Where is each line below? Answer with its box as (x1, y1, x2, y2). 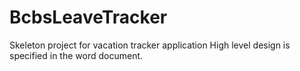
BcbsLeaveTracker (9, 6, 168, 29)
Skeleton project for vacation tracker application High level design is (9, 39, 291, 51)
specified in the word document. (9, 49, 144, 61)
